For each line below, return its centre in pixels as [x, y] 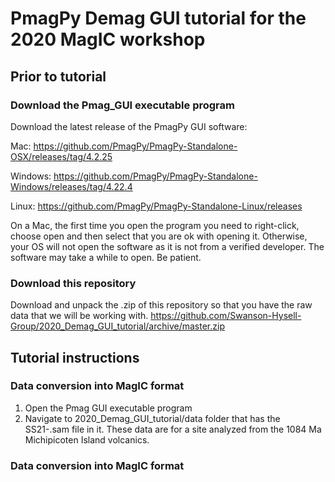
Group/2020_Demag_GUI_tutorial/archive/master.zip [117, 326]
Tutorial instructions [75, 357]
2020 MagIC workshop [108, 39]
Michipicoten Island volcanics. [87, 439]
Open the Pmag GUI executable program [108, 408]
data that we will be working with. [79, 316]
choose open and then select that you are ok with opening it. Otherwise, [159, 236]
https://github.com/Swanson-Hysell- [226, 316]
